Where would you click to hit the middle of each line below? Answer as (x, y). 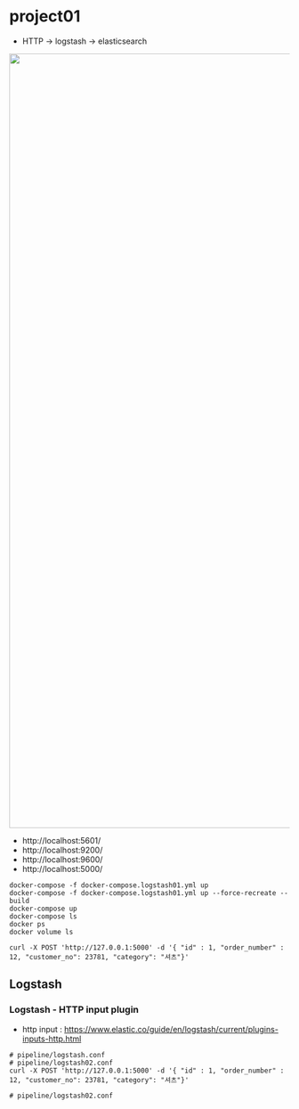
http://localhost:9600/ (62, 859)
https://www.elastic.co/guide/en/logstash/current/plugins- (171, 1029)
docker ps (28, 924)
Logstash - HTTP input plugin (74, 1010)
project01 (45, 16)
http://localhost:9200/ (62, 850)
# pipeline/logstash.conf (57, 1055)
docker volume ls (41, 932)
